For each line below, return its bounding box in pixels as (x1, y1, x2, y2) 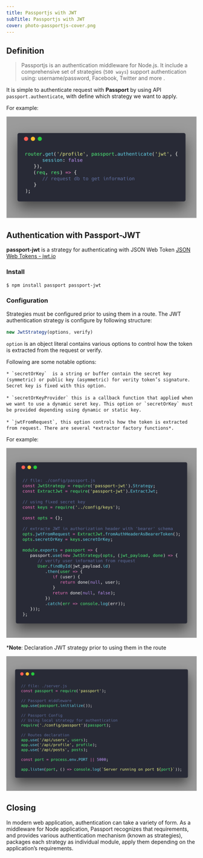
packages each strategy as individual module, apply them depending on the (6, 838, 195, 845)
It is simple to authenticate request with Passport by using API (6, 86, 162, 94)
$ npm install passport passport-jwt (6, 282, 101, 288)
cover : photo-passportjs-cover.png (6, 22, 96, 28)
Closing (6, 803, 36, 813)
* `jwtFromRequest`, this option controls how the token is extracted (6, 419, 188, 425)
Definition (6, 45, 44, 56)
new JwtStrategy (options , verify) (6, 329, 94, 335)
